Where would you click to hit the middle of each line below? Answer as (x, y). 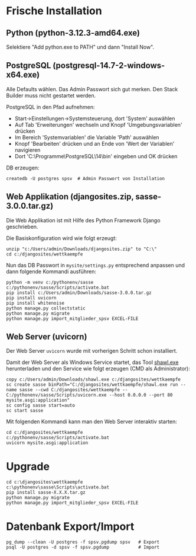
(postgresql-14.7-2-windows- (109, 65)
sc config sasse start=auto (41, 405)
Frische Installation (54, 11)
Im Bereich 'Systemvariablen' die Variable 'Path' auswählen (87, 137)
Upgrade (28, 466)
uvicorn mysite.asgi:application (47, 443)
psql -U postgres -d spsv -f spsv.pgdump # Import (83, 547)
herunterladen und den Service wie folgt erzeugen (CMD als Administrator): (98, 369)
